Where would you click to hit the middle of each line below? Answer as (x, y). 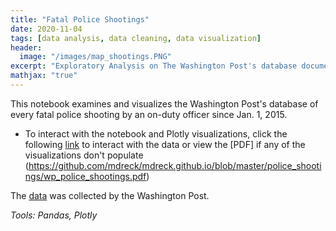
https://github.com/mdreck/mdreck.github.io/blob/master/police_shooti (175, 165)
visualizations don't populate (84, 155)
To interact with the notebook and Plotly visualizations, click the (156, 133)
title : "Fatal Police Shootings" (80, 19)
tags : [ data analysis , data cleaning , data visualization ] (136, 38)
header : (26, 47)
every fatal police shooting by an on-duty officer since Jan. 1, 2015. (149, 114)
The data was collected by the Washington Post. (110, 195)
